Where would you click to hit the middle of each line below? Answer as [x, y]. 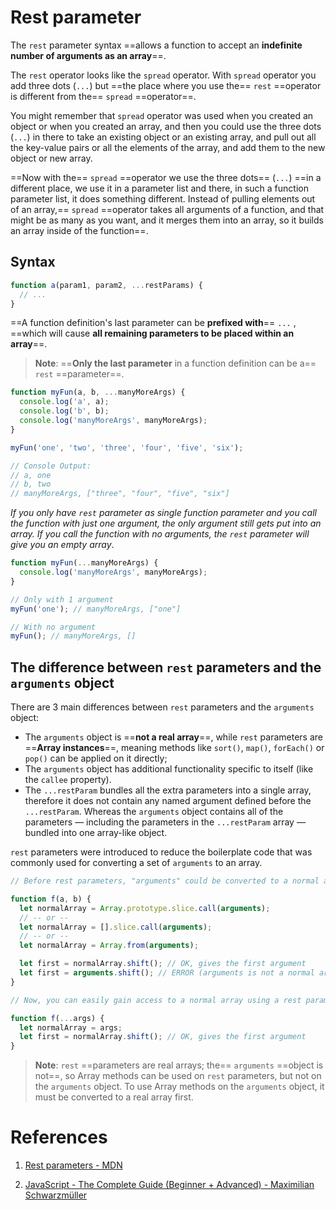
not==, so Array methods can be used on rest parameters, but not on [178, 1076]
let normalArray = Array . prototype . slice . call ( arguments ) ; [145, 908]
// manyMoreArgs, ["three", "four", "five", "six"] [120, 494]
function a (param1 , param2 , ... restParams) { [106, 285]
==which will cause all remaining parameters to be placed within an [152, 333]
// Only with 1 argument [62, 599]
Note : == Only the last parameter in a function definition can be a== [175, 363]
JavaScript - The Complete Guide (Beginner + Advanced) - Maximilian [169, 1185]
